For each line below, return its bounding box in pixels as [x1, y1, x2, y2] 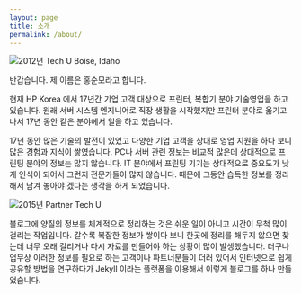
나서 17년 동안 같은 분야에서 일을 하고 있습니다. [9, 116, 173, 127]
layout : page [9, 13, 58, 22]
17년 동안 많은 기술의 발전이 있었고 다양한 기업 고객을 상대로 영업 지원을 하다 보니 [9, 136, 292, 147]
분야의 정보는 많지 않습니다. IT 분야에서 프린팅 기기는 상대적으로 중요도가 [25, 158, 280, 169]
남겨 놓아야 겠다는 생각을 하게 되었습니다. [25, 181, 171, 192]
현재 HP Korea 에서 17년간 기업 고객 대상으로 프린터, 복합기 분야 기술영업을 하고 [9, 94, 289, 104]
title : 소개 [9, 22, 51, 31]
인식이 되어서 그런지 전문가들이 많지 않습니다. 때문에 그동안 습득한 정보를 [18, 169, 273, 180]
